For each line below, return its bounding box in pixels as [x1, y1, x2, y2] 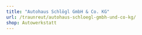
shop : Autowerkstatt [6, 20, 57, 26]
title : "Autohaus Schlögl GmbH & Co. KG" [6, 8, 110, 15]
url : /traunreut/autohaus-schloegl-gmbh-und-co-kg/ [6, 14, 136, 20]
